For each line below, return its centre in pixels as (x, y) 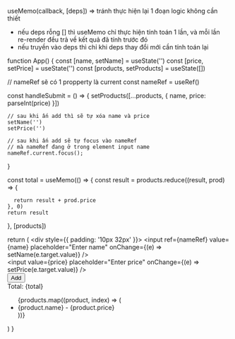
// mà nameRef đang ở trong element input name (79, 147)
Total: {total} (25, 286)
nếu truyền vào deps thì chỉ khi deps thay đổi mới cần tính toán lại (113, 47)
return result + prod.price (55, 201)
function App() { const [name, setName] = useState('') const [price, (106, 61)
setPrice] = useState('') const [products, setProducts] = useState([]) (107, 68)
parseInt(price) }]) (34, 103)
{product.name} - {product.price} (66, 308)
